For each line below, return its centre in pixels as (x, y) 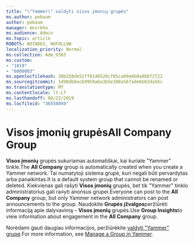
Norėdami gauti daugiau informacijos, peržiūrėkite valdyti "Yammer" (88, 228)
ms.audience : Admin (30, 33)
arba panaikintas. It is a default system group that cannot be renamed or (92, 179)
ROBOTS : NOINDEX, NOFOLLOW (39, 44)
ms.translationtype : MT (35, 87)
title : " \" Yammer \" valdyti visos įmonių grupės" (68, 11)
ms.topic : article (28, 38)
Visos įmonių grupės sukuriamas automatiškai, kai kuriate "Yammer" (89, 161)
